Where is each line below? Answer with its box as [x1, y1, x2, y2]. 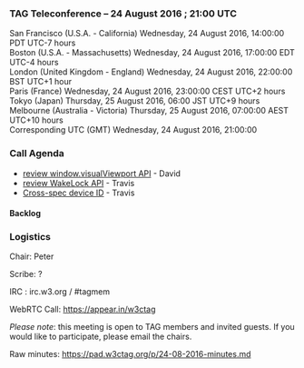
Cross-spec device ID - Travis [22, 187, 135, 198]
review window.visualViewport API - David [22, 167, 181, 179]
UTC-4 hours [9, 57, 59, 68]
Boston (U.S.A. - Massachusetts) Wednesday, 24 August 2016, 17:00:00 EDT [9, 47, 295, 58]
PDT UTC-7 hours [9, 37, 76, 48]
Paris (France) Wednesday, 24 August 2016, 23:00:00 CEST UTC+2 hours [9, 85, 286, 97]
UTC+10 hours [9, 114, 64, 125]
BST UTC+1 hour [9, 76, 73, 87]
